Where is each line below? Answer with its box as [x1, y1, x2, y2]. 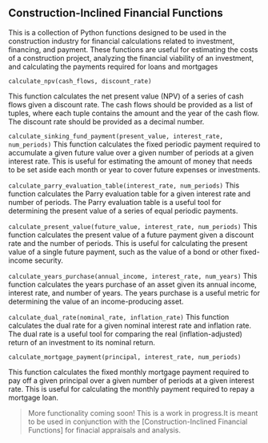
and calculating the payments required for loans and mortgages [8, 62, 218, 71]
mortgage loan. [8, 393, 58, 402]
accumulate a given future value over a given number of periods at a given [8, 147, 254, 157]
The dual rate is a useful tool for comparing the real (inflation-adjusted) [8, 328, 242, 339]
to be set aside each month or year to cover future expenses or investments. [8, 164, 261, 175]
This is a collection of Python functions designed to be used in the [8, 27, 226, 37]
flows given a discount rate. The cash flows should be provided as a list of [8, 99, 254, 109]
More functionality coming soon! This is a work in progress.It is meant [27, 408, 258, 417]
